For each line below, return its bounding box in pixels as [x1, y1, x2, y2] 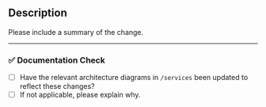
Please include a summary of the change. [8, 27, 144, 36]
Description [8, 6, 67, 20]
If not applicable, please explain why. [19, 90, 141, 100]
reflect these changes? [19, 82, 95, 91]
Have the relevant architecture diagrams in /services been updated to [19, 73, 249, 82]
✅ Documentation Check [8, 55, 105, 66]
